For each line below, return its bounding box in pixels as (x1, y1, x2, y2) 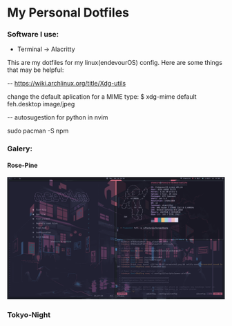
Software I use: (7, 30, 59, 39)
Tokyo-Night (7, 310, 50, 320)
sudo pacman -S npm (7, 126, 69, 135)
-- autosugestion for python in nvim (7, 113, 108, 122)
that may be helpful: (7, 66, 64, 74)
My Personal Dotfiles (7, 5, 130, 21)
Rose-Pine (7, 161, 38, 169)
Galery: (7, 144, 33, 153)
